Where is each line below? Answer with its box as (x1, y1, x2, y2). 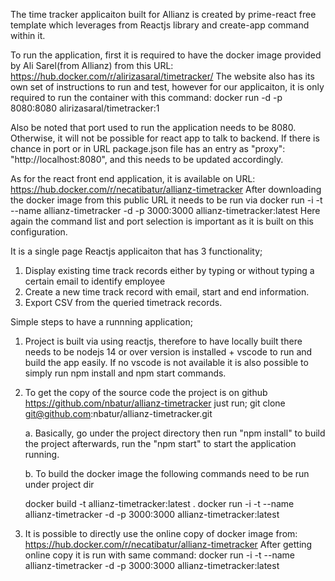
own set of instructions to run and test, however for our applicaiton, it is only (10, 81, 325, 93)
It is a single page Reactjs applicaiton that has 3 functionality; (10, 245, 263, 257)
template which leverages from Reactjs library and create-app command (10, 19, 310, 31)
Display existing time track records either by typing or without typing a (24, 265, 315, 276)
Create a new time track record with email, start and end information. (24, 286, 310, 298)
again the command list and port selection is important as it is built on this (10, 215, 314, 227)
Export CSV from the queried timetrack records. (24, 297, 223, 308)
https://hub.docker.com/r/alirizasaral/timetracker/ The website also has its (10, 70, 315, 82)
